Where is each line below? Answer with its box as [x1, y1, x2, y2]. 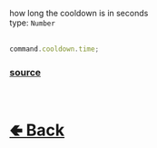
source [9, 65, 42, 78]
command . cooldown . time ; [9, 44, 100, 54]
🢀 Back [9, 120, 65, 141]
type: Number [9, 17, 56, 28]
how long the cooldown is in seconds [9, 8, 149, 18]
